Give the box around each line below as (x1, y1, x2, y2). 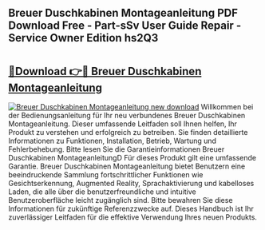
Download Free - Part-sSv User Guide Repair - (8, 19, 242, 33)
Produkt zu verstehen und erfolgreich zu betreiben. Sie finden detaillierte (8, 128, 248, 137)
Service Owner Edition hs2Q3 (8, 31, 159, 45)
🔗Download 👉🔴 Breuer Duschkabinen (8, 64, 202, 78)
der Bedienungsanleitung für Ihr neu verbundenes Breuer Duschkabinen (8, 111, 246, 120)
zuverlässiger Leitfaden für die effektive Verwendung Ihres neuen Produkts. (8, 212, 258, 222)
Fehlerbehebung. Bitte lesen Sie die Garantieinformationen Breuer (8, 145, 225, 154)
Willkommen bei (200, 102, 254, 111)
